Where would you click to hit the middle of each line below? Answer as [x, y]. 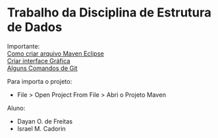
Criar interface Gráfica [39, 60]
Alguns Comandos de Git [42, 68]
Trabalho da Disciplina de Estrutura [109, 13]
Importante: [23, 46]
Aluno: [16, 108]
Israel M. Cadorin [41, 128]
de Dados [35, 27]
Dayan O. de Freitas [45, 121]
